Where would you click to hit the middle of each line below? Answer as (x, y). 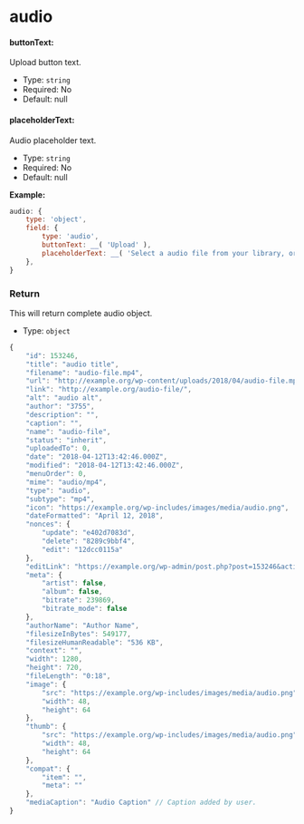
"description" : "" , (62, 414)
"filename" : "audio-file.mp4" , (85, 373)
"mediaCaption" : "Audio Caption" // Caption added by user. (141, 803)
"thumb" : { (46, 727)
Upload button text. (45, 63)
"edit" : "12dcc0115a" (83, 549)
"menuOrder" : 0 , (57, 474)
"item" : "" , (65, 777)
